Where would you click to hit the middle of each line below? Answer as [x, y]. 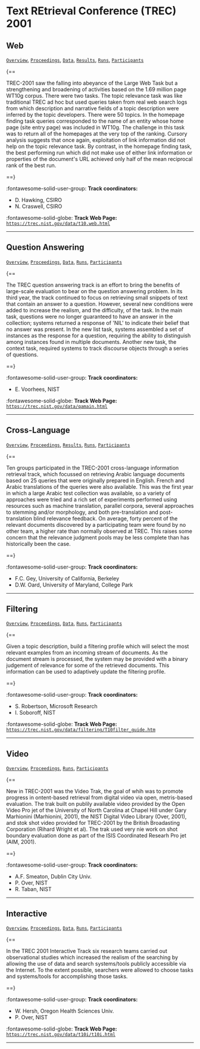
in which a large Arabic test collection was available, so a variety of [88, 493]
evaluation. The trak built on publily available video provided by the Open [96, 804]
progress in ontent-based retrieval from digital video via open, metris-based [99, 797]
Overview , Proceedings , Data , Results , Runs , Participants [75, 60]
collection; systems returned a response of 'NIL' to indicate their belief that [98, 322]
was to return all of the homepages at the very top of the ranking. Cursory [97, 134]
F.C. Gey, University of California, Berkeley [67, 578]
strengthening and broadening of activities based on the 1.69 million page [96, 89]
